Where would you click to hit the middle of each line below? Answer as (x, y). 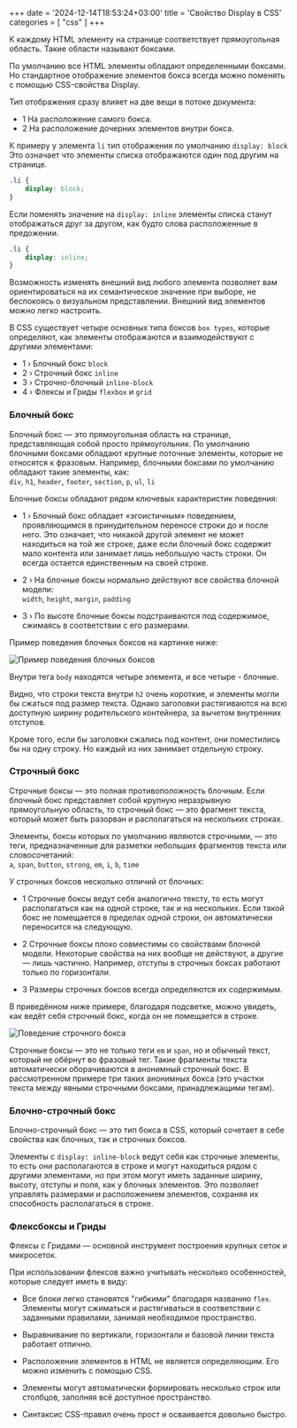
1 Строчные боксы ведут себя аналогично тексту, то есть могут (142, 899)
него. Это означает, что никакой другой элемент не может (133, 534)
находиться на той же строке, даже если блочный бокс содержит (147, 544)
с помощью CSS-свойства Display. (75, 85)
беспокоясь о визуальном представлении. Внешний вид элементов (137, 301)
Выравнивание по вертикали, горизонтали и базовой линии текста (148, 1335)
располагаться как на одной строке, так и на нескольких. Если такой (153, 907)
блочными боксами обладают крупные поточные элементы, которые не (146, 453)
